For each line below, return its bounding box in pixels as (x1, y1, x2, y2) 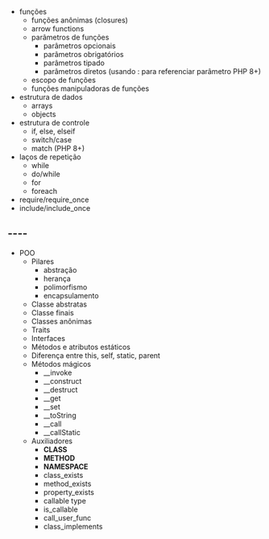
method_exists (43, 479, 92, 488)
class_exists (43, 470, 84, 479)
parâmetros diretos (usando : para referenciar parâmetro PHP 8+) (43, 67, 262, 76)
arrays (31, 101, 53, 110)
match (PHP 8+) (31, 144, 85, 153)
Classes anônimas (31, 316, 93, 326)
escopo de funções (31, 76, 96, 84)
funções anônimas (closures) (31, 15, 128, 25)
